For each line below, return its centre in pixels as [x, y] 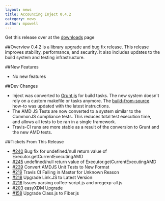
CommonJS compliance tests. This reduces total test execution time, [82, 117]
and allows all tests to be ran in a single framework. [64, 122]
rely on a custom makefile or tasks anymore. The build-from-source [81, 101]
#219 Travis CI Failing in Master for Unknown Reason [66, 172]
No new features [29, 76]
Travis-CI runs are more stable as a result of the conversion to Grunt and [86, 127]
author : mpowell [22, 23]
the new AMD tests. [32, 132]
